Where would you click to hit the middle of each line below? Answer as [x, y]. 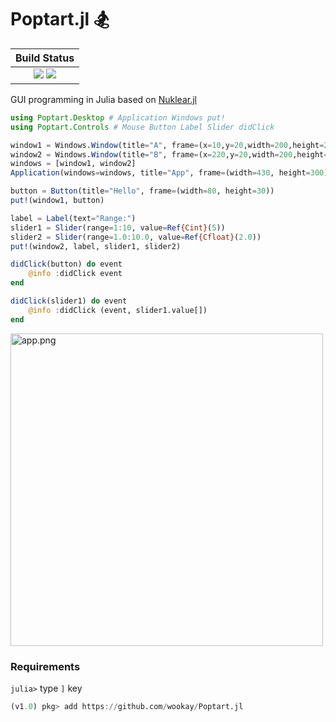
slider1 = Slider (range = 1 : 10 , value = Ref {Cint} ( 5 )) [118, 227]
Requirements [45, 666]
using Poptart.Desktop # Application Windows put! [118, 117]
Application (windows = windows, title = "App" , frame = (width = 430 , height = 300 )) [171, 173]
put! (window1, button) [57, 201]
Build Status [45, 58]
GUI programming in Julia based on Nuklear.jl [103, 99]
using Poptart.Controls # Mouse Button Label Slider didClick [142, 127]
